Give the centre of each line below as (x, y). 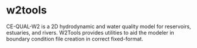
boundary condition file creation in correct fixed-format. (75, 39)
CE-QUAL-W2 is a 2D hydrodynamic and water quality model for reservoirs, (99, 26)
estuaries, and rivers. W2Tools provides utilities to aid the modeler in (90, 32)
